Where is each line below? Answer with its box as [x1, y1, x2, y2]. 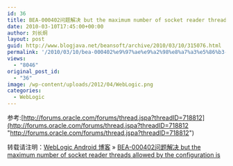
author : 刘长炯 [7, 29, 48, 37]
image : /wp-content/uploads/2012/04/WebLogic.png [7, 81, 154, 88]
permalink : [7, 49, 39, 56]
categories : [7, 87, 42, 94]
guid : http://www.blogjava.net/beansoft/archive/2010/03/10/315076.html [7, 42, 222, 49]
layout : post [7, 36, 45, 43]
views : [7, 55, 26, 62]
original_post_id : [7, 68, 60, 75]
